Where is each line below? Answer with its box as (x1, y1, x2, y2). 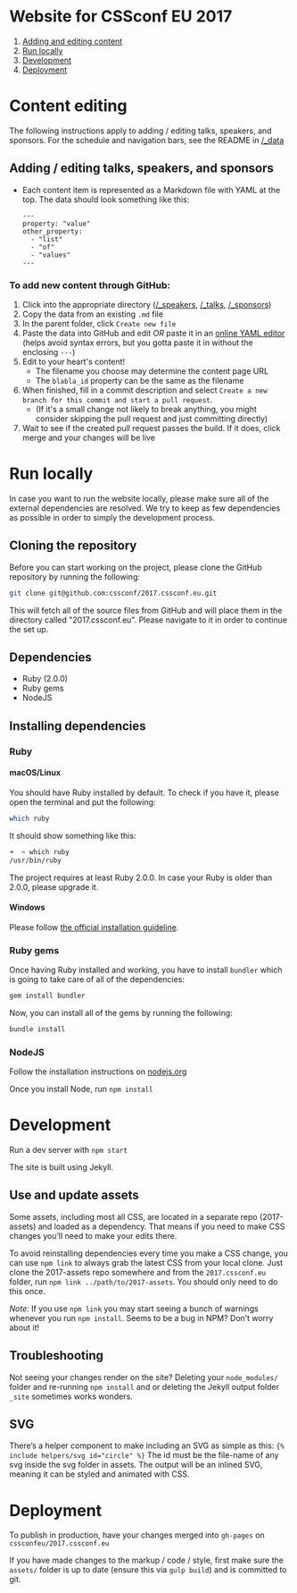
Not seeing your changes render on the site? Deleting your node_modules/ (9, 1371, 278, 1383)
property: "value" (21, 219, 91, 228)
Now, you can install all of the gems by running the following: (9, 1007, 234, 1018)
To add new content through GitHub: (9, 279, 171, 292)
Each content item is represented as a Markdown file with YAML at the (21, 184, 281, 195)
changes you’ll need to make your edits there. (9, 1230, 177, 1241)
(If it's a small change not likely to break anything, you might (35, 403, 257, 414)
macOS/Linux (9, 767, 61, 778)
